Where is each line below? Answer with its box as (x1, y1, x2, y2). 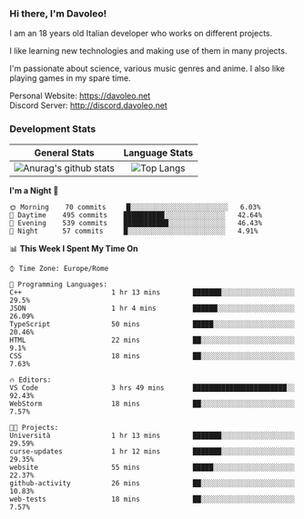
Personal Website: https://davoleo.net (9, 90, 151, 102)
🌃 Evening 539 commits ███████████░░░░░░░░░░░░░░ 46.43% (9, 218, 262, 227)
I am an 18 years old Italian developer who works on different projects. (9, 28, 273, 39)
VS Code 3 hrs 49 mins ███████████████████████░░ (9, 383, 296, 393)
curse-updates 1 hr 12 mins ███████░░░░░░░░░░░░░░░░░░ (9, 446, 296, 456)
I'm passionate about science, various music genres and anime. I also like (9, 63, 285, 75)
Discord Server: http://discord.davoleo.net (9, 100, 168, 111)
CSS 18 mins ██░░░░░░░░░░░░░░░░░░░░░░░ (9, 351, 296, 361)
